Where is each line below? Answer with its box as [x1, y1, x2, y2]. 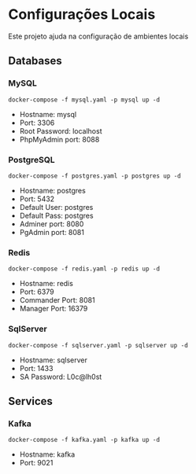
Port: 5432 [19, 194, 55, 204]
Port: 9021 [19, 458, 54, 468]
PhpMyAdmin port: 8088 [19, 134, 100, 144]
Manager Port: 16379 [19, 304, 88, 314]
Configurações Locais [8, 6, 156, 24]
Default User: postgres [19, 202, 94, 211]
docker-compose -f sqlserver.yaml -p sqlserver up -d [8, 341, 189, 349]
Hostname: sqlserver [19, 355, 88, 365]
